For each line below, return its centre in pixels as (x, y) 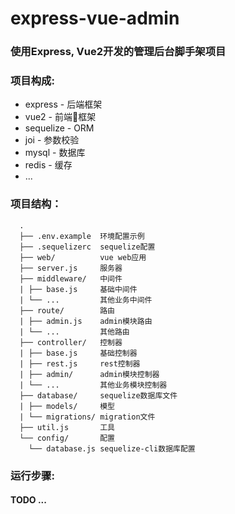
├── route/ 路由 (67, 310)
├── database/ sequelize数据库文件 (98, 395)
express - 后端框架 (63, 104)
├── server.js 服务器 (71, 268)
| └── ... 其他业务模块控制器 (93, 385)
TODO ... (28, 500)
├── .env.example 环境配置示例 (82, 236)
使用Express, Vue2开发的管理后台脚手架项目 (118, 52)
